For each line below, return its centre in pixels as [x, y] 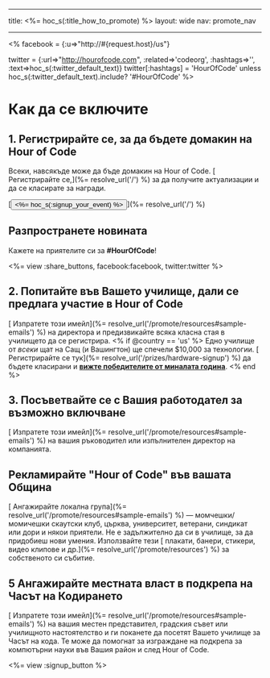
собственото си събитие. [51, 558]
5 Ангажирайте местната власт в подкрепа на [131, 583]
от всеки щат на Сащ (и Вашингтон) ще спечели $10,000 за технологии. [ [134, 349]
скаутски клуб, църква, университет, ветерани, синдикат [149, 524]
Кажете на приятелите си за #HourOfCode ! [82, 250]
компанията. [30, 449]
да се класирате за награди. [57, 188]
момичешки [29, 524]
